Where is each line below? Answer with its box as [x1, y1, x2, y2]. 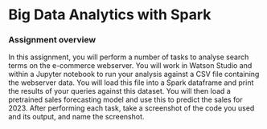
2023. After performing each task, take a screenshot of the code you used [8, 103, 255, 113]
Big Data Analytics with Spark [8, 6, 212, 24]
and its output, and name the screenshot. [8, 112, 145, 122]
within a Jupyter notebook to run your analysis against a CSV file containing [8, 70, 260, 79]
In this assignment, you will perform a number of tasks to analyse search [8, 52, 249, 62]
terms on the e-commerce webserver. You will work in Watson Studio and [8, 61, 253, 71]
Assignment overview [8, 34, 97, 46]
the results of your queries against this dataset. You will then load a [8, 87, 231, 96]
